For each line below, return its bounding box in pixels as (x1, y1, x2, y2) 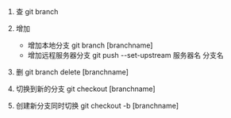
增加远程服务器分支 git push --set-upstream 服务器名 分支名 (27, 51, 224, 59)
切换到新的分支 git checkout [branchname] (15, 84, 156, 93)
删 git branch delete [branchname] (15, 67, 129, 77)
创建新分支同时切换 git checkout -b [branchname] (15, 101, 179, 110)
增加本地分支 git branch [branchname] (27, 40, 153, 50)
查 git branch (15, 7, 59, 16)
